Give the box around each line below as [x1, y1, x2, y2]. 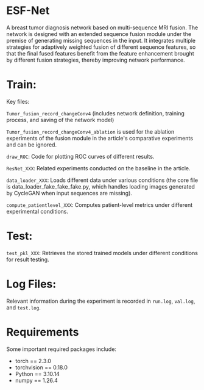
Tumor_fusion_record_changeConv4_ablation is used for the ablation [6, 128, 175, 135]
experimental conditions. [6, 208, 69, 215]
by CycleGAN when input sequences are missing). [6, 189, 133, 197]
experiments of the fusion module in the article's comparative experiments [6, 134, 194, 142]
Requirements [6, 325, 79, 339]
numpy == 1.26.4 [15, 377, 58, 384]
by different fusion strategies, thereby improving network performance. [6, 56, 185, 63]
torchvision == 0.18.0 [15, 364, 68, 371]
